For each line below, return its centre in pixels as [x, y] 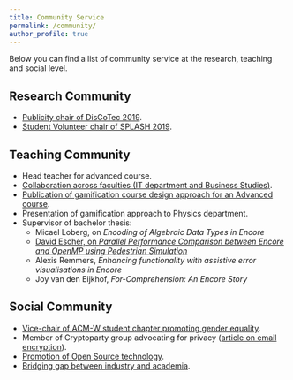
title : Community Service [56, 17]
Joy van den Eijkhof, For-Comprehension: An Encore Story [141, 279]
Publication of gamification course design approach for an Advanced [147, 194]
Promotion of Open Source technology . [93, 356]
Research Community [70, 96]
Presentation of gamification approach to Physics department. [135, 213]
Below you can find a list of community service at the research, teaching [141, 59]
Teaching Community [70, 154]
